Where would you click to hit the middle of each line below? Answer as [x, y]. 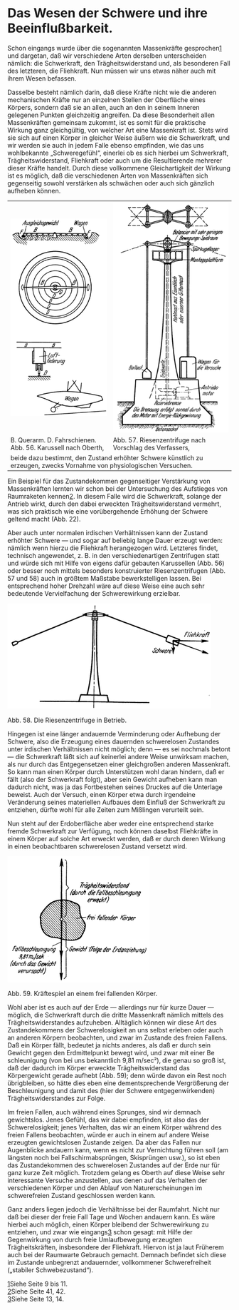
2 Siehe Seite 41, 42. [37, 1291]
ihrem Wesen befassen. [42, 78]
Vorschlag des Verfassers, [152, 448]
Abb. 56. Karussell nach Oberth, [57, 448]
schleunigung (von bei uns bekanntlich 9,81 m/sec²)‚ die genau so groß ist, [117, 1060]
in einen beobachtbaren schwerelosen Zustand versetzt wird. [97, 846]
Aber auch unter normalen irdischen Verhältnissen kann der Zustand [108, 533]
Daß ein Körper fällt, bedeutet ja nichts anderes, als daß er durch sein [109, 1045]
